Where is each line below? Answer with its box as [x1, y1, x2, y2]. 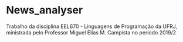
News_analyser [6, 3, 83, 17]
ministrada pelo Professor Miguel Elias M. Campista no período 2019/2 [6, 29, 177, 36]
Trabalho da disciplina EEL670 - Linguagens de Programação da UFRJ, [6, 23, 178, 30]
